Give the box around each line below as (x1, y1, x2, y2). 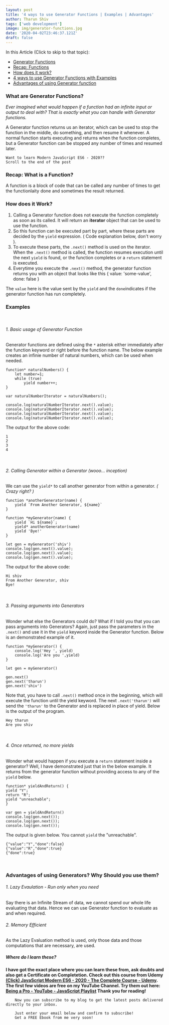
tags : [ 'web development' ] (6, 21, 62, 27)
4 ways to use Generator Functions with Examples (13, 75, 117, 81)
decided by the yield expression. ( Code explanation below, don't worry (13, 233, 162, 239)
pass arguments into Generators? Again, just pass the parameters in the (6, 624, 154, 630)
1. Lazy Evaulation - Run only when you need (6, 884, 99, 890)
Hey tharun (6, 718, 29, 723)
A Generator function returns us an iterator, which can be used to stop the (6, 124, 158, 130)
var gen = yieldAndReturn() (6, 810, 65, 815)
